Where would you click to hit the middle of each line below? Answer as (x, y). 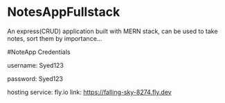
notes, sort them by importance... (55, 38)
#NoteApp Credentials (39, 52)
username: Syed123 (36, 65)
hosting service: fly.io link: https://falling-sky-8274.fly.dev (89, 92)
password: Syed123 (35, 78)
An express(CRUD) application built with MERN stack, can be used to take (112, 31)
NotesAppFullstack (64, 12)
